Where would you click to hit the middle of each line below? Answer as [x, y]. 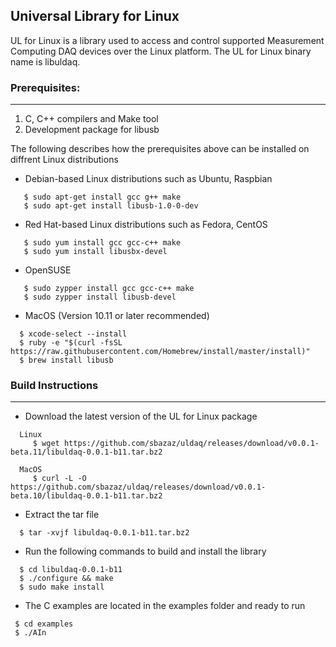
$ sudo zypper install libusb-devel [100, 297]
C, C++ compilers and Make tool [91, 119]
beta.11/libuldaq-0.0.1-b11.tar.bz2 [86, 452]
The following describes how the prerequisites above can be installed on [160, 149]
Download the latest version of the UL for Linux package [141, 416]
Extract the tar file [62, 515]
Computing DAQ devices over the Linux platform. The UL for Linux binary [161, 51]
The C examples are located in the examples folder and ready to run [165, 606]
